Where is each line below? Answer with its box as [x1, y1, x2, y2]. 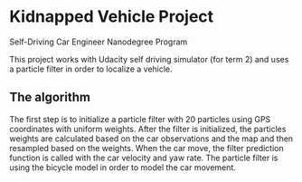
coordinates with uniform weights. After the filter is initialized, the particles [9, 123, 287, 134]
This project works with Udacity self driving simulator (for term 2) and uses [9, 53, 289, 64]
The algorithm [9, 90, 90, 105]
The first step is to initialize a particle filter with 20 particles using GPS [9, 113, 271, 124]
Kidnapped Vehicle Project [9, 6, 214, 27]
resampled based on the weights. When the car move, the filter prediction [9, 142, 284, 153]
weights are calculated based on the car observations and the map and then [9, 133, 294, 144]
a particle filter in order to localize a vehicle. [9, 63, 174, 74]
